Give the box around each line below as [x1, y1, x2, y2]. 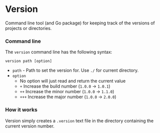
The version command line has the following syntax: [5, 49, 113, 55]
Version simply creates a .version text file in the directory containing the [5, 118, 154, 124]
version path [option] [5, 59, 52, 64]
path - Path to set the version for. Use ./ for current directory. [12, 67, 139, 73]
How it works [5, 106, 38, 113]
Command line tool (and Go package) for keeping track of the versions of [5, 20, 155, 26]
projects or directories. [5, 25, 52, 31]
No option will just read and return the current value [19, 78, 126, 84]
